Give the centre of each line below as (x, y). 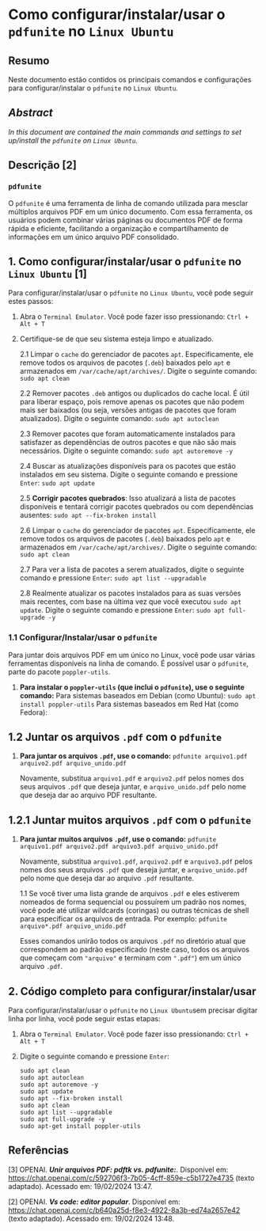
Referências (39, 1151)
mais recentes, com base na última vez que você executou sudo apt (131, 602)
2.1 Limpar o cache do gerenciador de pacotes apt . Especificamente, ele (137, 355)
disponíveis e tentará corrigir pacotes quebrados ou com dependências (137, 507)
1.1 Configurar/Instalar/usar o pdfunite (83, 637)
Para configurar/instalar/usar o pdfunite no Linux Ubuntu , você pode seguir (131, 293)
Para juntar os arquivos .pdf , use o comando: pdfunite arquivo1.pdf (133, 756)
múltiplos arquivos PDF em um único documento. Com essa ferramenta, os (131, 211)
